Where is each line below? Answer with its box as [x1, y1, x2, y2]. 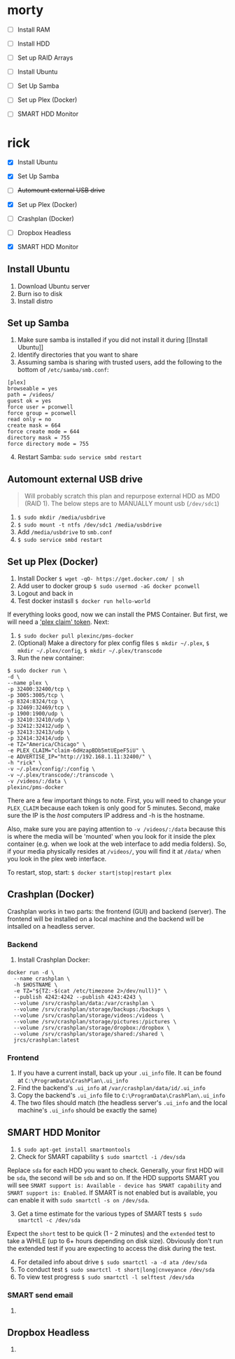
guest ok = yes [7, 397, 52, 405]
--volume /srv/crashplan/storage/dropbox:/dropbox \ [13, 1024, 171, 1032]
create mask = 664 [7, 422, 61, 430]
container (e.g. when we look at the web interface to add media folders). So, [7, 840, 227, 848]
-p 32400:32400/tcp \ [7, 686, 71, 693]
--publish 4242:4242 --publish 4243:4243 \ [13, 994, 142, 1001]
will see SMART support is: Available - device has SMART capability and [7, 1181, 222, 1190]
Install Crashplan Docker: [17, 955, 90, 964]
